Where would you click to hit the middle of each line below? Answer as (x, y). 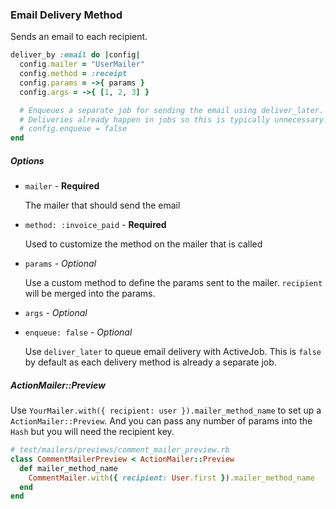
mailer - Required (62, 186)
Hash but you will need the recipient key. (92, 432)
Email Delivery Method (66, 15)
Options (27, 160)
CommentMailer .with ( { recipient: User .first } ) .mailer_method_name (171, 478)
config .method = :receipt (73, 74)
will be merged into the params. (90, 294)
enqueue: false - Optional (78, 332)
